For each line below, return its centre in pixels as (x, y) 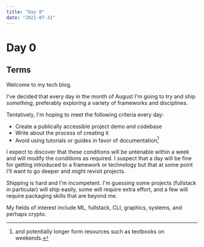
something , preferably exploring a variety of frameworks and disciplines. (97, 103)
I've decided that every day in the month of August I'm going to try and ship (101, 96)
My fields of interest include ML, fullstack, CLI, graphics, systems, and (94, 208)
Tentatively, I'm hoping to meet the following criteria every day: (85, 114)
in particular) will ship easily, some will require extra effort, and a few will (97, 189)
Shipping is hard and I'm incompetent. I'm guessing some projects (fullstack (101, 183)
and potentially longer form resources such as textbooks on (90, 232)
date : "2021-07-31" (31, 18)
